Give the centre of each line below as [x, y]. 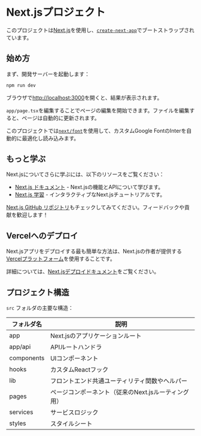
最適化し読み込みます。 [51, 138]
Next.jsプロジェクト [56, 12]
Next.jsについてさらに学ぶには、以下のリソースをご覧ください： [85, 174]
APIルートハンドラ [76, 347]
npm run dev [21, 85]
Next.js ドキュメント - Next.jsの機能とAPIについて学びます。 [89, 187]
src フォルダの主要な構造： [40, 308]
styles [18, 423]
